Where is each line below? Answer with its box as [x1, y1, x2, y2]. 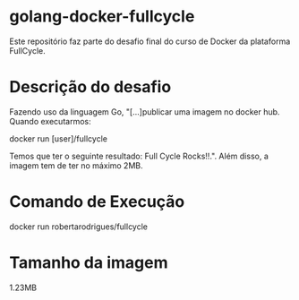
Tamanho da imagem [9, 253, 168, 272]
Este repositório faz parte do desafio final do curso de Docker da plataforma [9, 36, 291, 47]
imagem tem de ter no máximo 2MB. [9, 159, 143, 171]
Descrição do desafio [9, 77, 172, 98]
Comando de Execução [9, 192, 185, 212]
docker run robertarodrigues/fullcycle [9, 221, 149, 232]
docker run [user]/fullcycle [9, 133, 107, 144]
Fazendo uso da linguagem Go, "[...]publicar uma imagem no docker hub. [9, 106, 280, 117]
